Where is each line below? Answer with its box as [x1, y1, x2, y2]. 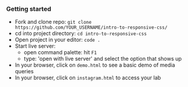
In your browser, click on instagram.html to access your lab [14, 74, 161, 82]
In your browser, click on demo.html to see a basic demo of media [14, 61, 175, 69]
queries [14, 68, 34, 75]
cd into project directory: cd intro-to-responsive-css [14, 30, 147, 37]
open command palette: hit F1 [23, 49, 97, 56]
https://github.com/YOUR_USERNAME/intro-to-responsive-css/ [14, 24, 168, 31]
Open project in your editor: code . [14, 36, 100, 44]
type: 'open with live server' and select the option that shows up [23, 55, 182, 63]
